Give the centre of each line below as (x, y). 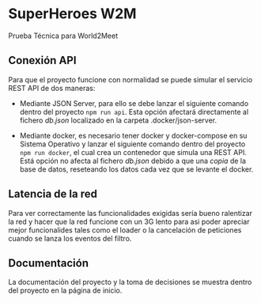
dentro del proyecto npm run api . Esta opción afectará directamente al (134, 112)
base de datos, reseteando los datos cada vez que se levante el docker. (136, 169)
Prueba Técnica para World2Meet (63, 36)
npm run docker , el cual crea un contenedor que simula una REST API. (133, 152)
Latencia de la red (53, 194)
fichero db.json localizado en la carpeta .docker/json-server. (118, 120)
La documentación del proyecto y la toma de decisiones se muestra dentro (130, 282)
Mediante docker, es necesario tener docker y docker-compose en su (133, 135)
